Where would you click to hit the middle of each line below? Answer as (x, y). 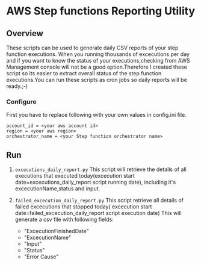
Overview (25, 33)
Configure (21, 102)
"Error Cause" (41, 257)
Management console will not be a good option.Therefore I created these (97, 67)
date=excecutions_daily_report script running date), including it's (95, 182)
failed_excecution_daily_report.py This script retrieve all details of (99, 201)
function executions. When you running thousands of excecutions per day (98, 54)
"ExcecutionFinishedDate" (56, 231)
